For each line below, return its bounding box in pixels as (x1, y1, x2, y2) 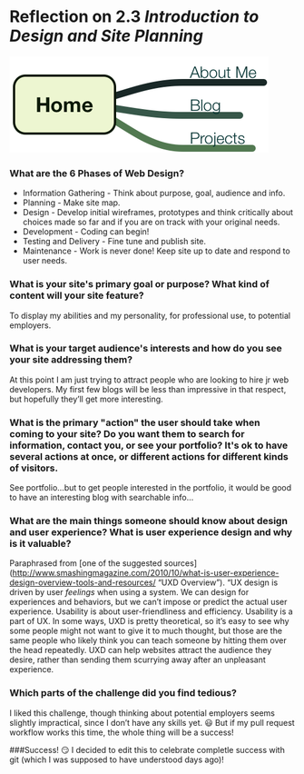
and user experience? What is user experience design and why (9, 526, 293, 539)
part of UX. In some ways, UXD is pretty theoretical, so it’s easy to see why (9, 616, 289, 627)
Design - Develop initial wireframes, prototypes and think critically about (22, 207, 293, 218)
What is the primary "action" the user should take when (9, 416, 260, 429)
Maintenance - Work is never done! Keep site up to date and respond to (22, 245, 290, 256)
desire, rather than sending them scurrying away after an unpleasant (9, 654, 266, 665)
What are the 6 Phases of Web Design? (9, 166, 184, 179)
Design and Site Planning (9, 25, 204, 46)
